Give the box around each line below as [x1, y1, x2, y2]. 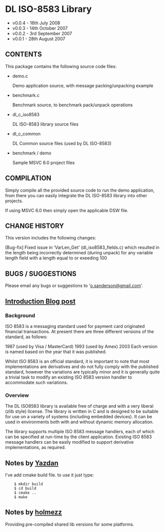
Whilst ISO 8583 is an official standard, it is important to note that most [5, 358, 150, 364]
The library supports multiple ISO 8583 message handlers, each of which [5, 429, 155, 435]
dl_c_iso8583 [12, 111, 40, 117]
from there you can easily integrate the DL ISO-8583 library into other [5, 192, 148, 198]
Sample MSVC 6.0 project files [12, 159, 75, 165]
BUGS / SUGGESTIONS [5, 269, 77, 278]
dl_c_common [12, 131, 41, 137]
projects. [5, 198, 23, 204]
